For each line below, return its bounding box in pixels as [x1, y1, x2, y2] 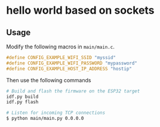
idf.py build [6, 94, 39, 100]
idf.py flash [6, 99, 39, 105]
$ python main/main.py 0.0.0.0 [6, 116, 84, 122]
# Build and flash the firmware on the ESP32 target [6, 88, 140, 94]
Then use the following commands [6, 76, 91, 83]
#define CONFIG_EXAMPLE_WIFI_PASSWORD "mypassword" [6, 60, 137, 66]
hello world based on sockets [6, 4, 155, 17]
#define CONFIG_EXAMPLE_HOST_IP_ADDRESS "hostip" [6, 66, 133, 72]
